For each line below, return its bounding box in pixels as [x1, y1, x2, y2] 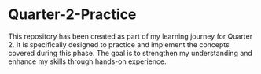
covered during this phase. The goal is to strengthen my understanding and [8, 48, 253, 57]
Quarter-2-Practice [8, 6, 137, 24]
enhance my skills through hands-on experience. [8, 57, 167, 66]
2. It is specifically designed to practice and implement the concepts [8, 39, 230, 49]
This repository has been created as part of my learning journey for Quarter [8, 31, 253, 41]
